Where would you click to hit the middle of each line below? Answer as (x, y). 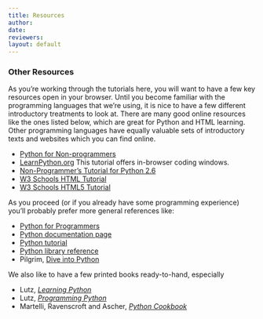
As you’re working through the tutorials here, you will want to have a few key (132, 89)
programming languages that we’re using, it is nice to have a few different (127, 106)
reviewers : (26, 37)
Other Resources (41, 72)
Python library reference (59, 251)
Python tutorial (44, 243)
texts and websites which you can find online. (82, 139)
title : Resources (37, 15)
